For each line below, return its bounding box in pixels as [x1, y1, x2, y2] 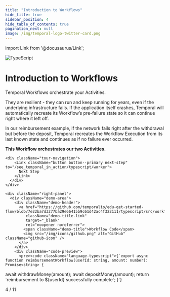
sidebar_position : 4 [5, 17, 49, 22]
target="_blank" [25, 218, 60, 223]
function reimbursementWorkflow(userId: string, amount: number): [5, 257, 148, 263]
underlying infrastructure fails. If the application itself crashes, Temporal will [5, 105, 164, 111]
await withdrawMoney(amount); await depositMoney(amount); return [5, 271, 149, 277]
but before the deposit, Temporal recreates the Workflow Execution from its [5, 130, 163, 137]
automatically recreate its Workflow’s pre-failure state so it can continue [5, 110, 155, 116]
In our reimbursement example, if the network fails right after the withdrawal [5, 125, 164, 131]
